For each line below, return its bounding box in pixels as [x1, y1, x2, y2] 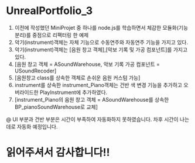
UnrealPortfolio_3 [6, 4, 93, 18]
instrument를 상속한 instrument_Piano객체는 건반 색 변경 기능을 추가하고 [14, 81, 183, 88]
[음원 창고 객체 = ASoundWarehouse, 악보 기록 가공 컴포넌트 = [14, 60, 160, 68]
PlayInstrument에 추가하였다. [40, 89, 108, 96]
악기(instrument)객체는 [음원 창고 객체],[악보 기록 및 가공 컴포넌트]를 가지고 [14, 46, 188, 53]
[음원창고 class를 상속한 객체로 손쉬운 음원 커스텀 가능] [14, 74, 141, 81]
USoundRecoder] [14, 67, 57, 74]
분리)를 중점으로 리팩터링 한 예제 [14, 31, 89, 39]
